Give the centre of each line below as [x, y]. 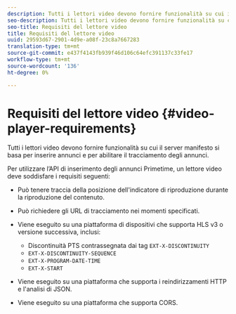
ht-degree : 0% [28, 72]
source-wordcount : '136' [44, 66]
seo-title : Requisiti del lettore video [67, 27]
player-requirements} [72, 128]
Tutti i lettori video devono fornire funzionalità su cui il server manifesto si [113, 148]
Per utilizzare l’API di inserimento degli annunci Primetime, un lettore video [115, 169]
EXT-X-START [45, 269]
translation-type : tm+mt [44, 46]
